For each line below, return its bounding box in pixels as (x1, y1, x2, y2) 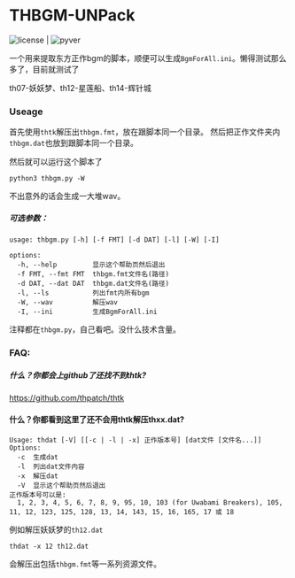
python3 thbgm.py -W (9, 174, 86, 183)
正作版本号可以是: (9, 490, 66, 500)
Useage (9, 105, 43, 118)
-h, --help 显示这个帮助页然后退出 (17, 260, 166, 270)
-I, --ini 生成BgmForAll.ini (17, 307, 158, 317)
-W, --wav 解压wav (17, 298, 118, 307)
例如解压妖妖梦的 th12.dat (9, 524, 104, 536)
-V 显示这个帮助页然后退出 (17, 482, 106, 490)
